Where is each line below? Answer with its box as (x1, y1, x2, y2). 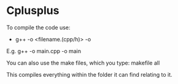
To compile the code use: (6, 24, 71, 31)
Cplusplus (6, 4, 60, 18)
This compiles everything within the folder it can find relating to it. (6, 71, 173, 78)
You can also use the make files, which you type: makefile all (6, 59, 160, 66)
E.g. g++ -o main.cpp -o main (6, 47, 82, 55)
